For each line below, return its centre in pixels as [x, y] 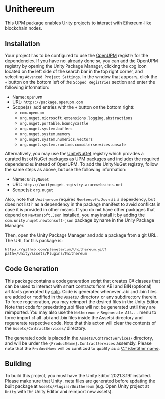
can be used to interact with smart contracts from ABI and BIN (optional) [78, 286]
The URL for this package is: [34, 240]
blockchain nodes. [24, 28]
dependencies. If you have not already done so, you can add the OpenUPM [82, 61]
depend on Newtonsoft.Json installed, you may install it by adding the [75, 215]
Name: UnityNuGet [31, 179]
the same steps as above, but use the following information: [66, 169]
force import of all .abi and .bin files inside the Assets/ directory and [74, 317]
